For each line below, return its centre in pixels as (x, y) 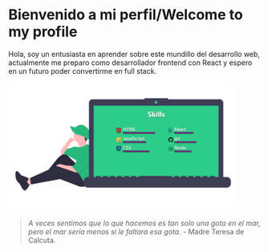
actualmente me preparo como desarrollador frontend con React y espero (130, 63)
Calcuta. (42, 240)
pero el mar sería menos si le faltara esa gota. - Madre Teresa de (136, 232)
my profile (43, 32)
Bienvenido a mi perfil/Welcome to (126, 15)
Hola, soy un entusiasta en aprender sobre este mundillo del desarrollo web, (134, 54)
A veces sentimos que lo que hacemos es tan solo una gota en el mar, (144, 223)
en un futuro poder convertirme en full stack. (83, 71)
